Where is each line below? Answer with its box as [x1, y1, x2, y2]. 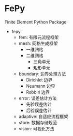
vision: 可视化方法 [18, 125, 55, 132]
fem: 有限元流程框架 [18, 34, 59, 40]
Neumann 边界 [26, 83, 55, 89]
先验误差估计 [26, 101, 52, 107]
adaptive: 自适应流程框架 [18, 113, 69, 119]
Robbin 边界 [26, 89, 50, 95]
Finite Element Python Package [4, 19, 67, 25]
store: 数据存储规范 [18, 119, 57, 125]
